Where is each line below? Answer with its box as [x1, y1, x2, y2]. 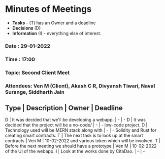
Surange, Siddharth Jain [5, 88, 65, 95]
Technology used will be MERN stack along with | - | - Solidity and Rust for [5, 127, 157, 133]
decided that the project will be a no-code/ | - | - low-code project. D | [5, 122, 148, 128]
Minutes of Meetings [5, 3, 92, 15]
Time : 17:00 [5, 56, 35, 63]
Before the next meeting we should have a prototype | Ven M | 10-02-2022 [5, 143, 157, 149]
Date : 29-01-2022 [5, 42, 51, 49]
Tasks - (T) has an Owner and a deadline [12, 20, 96, 26]
